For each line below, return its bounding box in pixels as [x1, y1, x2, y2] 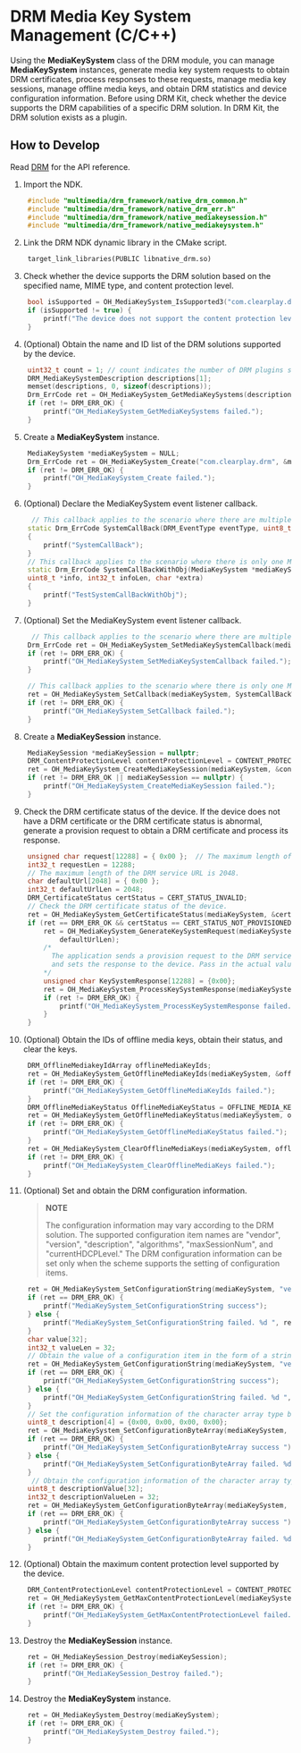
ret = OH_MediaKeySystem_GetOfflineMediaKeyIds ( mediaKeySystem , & [27, 1070, 280, 1079]
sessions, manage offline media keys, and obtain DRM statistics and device [10, 83, 288, 94]
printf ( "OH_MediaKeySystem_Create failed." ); [43, 474, 216, 483]
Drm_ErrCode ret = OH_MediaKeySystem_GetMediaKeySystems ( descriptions [27, 391, 296, 400]
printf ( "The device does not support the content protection [43, 314, 276, 323]
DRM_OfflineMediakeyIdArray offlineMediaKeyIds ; [27, 1062, 213, 1071]
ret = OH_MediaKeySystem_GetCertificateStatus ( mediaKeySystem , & [27, 910, 276, 919]
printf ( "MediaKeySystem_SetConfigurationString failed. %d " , [43, 1317, 280, 1327]
